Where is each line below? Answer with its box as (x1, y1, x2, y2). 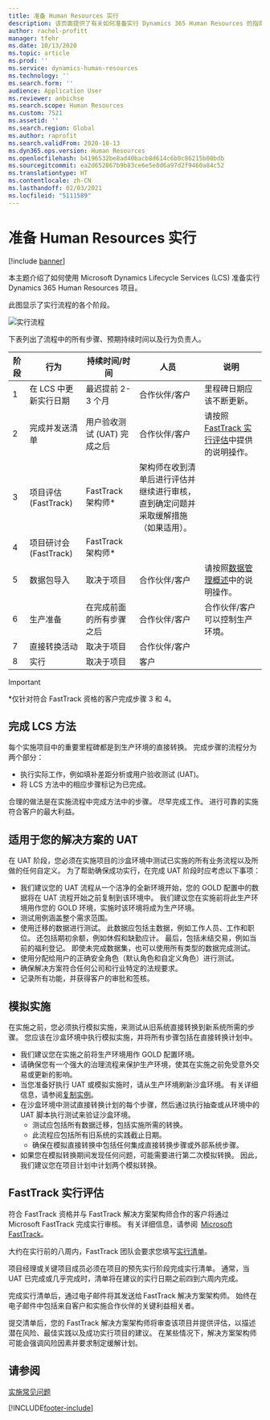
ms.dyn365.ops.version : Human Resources (8, 147, 146, 155)
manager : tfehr (8, 34, 59, 43)
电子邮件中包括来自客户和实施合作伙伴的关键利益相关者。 (8, 1301, 198, 1310)
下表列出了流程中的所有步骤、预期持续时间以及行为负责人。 (8, 334, 206, 343)
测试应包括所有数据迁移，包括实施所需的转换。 (31, 1120, 187, 1129)
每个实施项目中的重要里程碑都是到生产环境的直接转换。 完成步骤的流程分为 (8, 742, 257, 752)
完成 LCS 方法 (8, 719, 76, 733)
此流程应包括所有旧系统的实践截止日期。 (31, 1130, 166, 1140)
